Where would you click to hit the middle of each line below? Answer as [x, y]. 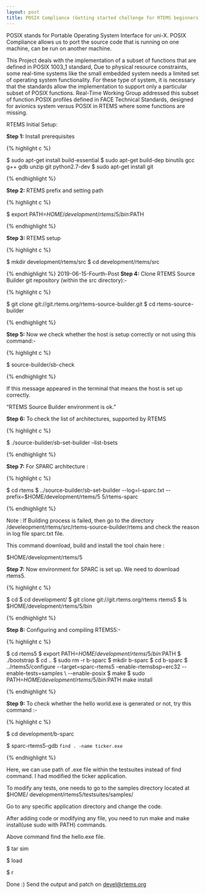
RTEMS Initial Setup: [32, 124]
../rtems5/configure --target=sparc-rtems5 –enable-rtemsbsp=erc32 [93, 666]
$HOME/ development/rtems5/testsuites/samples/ [70, 794]
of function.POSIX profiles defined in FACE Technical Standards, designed [100, 99]
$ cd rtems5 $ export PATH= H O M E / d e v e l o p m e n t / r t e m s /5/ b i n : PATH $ [94, 653]
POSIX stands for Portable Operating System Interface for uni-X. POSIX [96, 35]
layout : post [23, 12]
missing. [17, 112]
